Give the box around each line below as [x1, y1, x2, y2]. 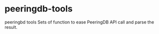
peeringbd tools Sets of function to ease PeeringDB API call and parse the [4, 19, 154, 25]
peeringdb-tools [4, 3, 73, 14]
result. [4, 24, 18, 30]
